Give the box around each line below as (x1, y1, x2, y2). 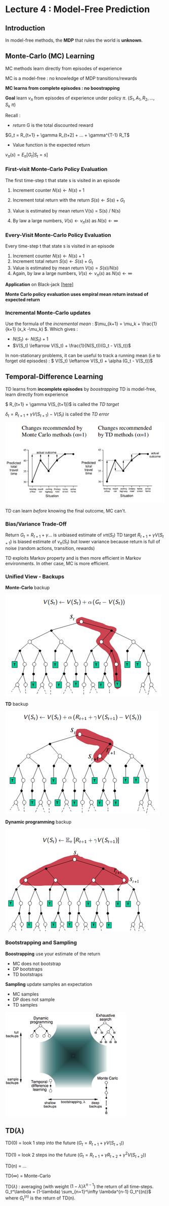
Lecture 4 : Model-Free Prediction (5, 4, 150, 15)
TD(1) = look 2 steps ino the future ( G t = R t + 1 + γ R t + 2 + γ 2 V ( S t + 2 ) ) (5, 1151, 147, 1159)
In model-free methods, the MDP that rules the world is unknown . (5, 37, 143, 43)
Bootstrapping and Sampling (5, 939, 77, 946)
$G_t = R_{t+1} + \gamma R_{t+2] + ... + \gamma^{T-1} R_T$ (5, 132, 130, 138)
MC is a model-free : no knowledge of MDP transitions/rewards (5, 75, 138, 81)
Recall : (5, 113, 21, 119)
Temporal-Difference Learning (5, 372, 103, 381)
